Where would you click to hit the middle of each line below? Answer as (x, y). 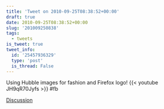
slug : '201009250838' (33, 28)
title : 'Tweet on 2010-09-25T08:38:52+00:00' (63, 11)
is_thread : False (33, 66)
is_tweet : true (25, 45)
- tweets (22, 39)
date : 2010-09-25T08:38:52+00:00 (47, 22)
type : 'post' (27, 60)
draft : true (21, 17)
